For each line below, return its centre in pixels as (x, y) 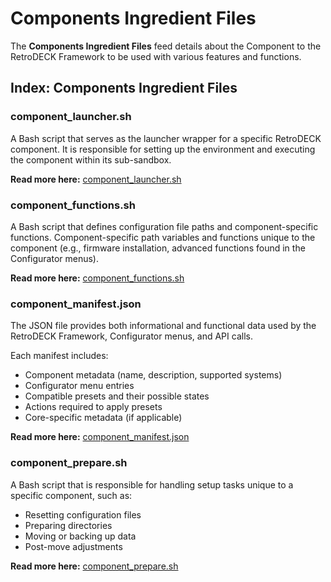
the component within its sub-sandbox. (91, 159)
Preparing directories (68, 525)
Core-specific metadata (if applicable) (103, 418)
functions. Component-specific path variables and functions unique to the (163, 237)
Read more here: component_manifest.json (100, 437)
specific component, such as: (71, 495)
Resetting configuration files (83, 514)
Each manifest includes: (59, 356)
